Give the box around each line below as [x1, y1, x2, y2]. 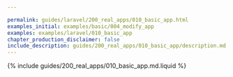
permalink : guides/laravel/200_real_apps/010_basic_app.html [7, 16, 189, 23]
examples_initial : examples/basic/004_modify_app [7, 22, 155, 30]
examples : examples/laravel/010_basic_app [7, 29, 133, 36]
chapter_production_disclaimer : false [7, 36, 120, 43]
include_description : [7, 43, 70, 50]
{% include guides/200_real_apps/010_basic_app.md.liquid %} [7, 62, 187, 70]
